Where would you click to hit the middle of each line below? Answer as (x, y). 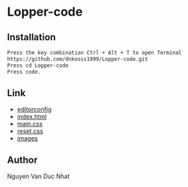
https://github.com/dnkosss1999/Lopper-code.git (78, 59)
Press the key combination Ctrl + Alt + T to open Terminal (95, 53)
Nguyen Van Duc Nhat (38, 176)
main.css (30, 124)
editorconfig (34, 109)
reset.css (30, 131)
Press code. (24, 72)
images (27, 139)
